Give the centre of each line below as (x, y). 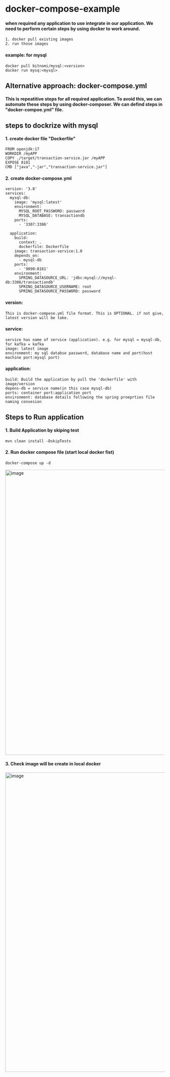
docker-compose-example (63, 9)
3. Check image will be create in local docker (53, 764)
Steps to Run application (45, 417)
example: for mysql (26, 55)
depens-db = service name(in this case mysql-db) (59, 388)
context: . (30, 242)
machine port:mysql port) (32, 357)
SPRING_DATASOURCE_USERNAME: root (55, 287)
